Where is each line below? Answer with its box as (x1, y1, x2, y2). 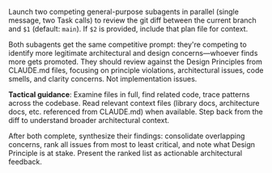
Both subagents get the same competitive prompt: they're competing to (8, 40, 247, 49)
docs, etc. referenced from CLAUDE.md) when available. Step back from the (8, 107, 263, 116)
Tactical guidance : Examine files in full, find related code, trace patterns (8, 90, 250, 99)
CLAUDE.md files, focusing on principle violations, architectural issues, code (8, 65, 264, 75)
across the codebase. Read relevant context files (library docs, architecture (8, 99, 260, 108)
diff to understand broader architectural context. (8, 116, 170, 124)
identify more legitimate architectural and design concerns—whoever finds (8, 49, 258, 57)
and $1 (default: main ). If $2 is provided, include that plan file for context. (8, 24, 249, 33)
